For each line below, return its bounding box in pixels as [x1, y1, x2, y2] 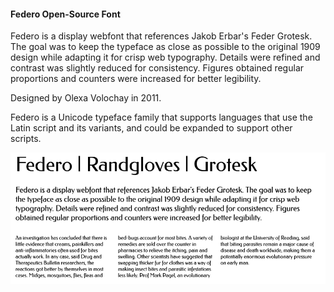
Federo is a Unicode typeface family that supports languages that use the [10, 111, 313, 124]
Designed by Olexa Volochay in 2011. [10, 92, 162, 104]
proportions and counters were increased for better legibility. [10, 73, 262, 85]
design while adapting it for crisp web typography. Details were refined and [10, 51, 321, 64]
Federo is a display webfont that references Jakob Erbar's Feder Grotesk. [10, 30, 313, 42]
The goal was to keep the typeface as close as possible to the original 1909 [10, 41, 321, 53]
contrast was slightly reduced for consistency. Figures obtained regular [10, 62, 305, 74]
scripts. [10, 133, 42, 145]
